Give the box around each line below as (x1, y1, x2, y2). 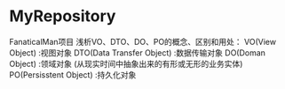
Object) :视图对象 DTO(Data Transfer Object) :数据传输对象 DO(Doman (9, 47, 266, 58)
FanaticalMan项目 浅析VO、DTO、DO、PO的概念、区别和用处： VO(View (9, 36, 277, 47)
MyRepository (9, 6, 116, 26)
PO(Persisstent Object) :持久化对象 (9, 69, 137, 80)
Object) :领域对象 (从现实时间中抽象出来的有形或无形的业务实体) (9, 58, 243, 69)
